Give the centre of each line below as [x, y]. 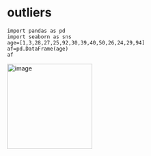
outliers [29, 13]
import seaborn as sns [39, 37]
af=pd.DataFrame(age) [38, 49]
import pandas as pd [37, 31]
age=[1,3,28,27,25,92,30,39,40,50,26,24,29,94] [76, 42]
